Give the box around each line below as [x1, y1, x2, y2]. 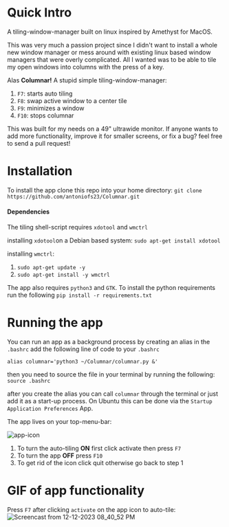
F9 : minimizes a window [17, 104, 85, 112]
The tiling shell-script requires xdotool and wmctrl [7, 223, 148, 232]
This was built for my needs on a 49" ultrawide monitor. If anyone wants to [7, 124, 219, 133]
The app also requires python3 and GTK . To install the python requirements [7, 284, 216, 292]
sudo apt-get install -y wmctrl [17, 271, 110, 279]
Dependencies [7, 208, 50, 216]
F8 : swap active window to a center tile [17, 96, 127, 104]
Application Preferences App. [7, 404, 94, 413]
